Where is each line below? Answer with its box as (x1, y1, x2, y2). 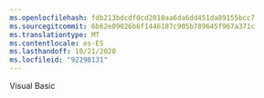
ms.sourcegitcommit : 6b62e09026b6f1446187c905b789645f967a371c (9, 22, 256, 31)
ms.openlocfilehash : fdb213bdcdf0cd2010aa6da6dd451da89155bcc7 (9, 13, 256, 23)
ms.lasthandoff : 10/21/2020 (9, 47, 117, 56)
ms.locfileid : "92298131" (9, 55, 108, 64)
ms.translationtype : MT (9, 30, 100, 39)
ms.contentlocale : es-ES (9, 38, 104, 48)
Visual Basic (9, 81, 56, 91)
